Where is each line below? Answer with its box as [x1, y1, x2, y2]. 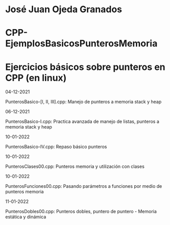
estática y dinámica [5, 214, 46, 220]
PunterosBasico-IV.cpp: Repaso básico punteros [5, 144, 107, 150]
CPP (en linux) [5, 72, 67, 84]
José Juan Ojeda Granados [5, 4, 123, 15]
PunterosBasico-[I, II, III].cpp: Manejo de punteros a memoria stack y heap [5, 98, 162, 105]
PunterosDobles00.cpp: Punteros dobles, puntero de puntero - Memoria [5, 208, 157, 215]
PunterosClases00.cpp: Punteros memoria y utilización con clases [5, 163, 144, 169]
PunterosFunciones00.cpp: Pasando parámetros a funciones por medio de [5, 183, 162, 189]
